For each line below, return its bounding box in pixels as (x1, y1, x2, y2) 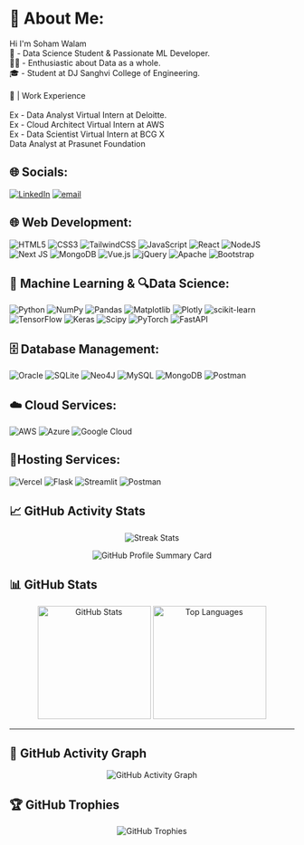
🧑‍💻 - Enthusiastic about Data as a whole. (9, 57, 161, 68)
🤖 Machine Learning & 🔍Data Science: (9, 275, 230, 291)
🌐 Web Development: (9, 215, 133, 230)
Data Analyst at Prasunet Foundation (9, 138, 147, 149)
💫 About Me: (9, 8, 105, 29)
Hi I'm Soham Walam (9, 38, 88, 49)
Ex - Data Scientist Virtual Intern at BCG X (9, 129, 166, 139)
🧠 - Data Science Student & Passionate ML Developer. (9, 47, 211, 58)
